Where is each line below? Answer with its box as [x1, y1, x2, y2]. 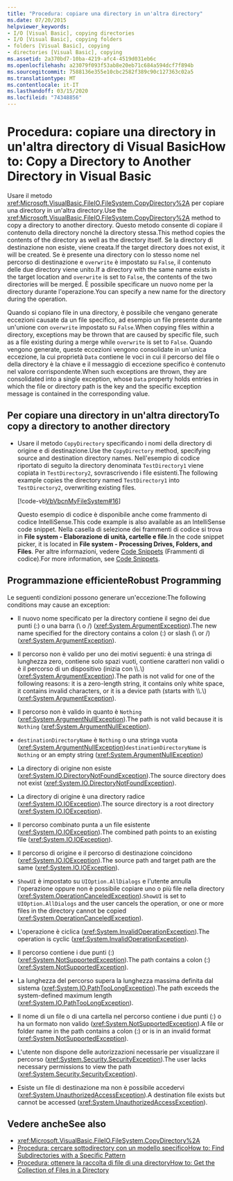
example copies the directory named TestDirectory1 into [17, 475, 180, 484]
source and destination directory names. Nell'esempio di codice [17, 453, 200, 462]
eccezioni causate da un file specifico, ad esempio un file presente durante [7, 316, 222, 324]
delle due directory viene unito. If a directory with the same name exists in [7, 265, 217, 273]
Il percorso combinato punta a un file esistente [17, 820, 150, 829]
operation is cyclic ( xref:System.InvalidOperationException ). [17, 934, 189, 943]
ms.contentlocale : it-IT [7, 81, 79, 88]
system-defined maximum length [17, 991, 112, 1000]
